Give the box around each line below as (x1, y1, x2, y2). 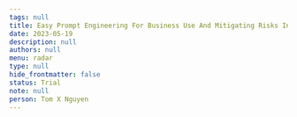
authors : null (9, 46, 62, 55)
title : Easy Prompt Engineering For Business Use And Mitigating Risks (9, 21, 278, 30)
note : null (9, 86, 49, 95)
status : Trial (9, 78, 62, 87)
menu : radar (9, 54, 53, 62)
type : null (9, 62, 49, 71)
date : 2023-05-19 (9, 29, 73, 38)
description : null (9, 37, 77, 47)
